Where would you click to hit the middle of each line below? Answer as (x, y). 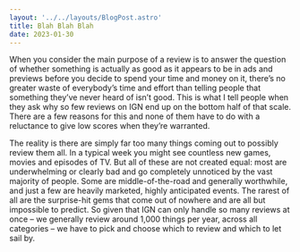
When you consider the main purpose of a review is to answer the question (148, 60)
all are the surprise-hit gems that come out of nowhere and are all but (137, 200)
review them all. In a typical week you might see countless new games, (140, 153)
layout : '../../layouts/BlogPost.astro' (86, 17)
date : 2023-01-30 (42, 34)
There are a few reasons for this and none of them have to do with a (135, 116)
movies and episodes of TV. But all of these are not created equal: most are (148, 163)
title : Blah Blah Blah (51, 26)
